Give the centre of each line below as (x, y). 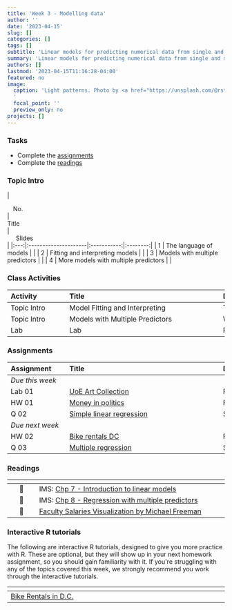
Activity (24, 296)
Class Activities (34, 278)
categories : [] (29, 39)
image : (17, 84)
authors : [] (24, 65)
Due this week (33, 380)
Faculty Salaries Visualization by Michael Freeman (120, 511)
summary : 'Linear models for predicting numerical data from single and (114, 59)
